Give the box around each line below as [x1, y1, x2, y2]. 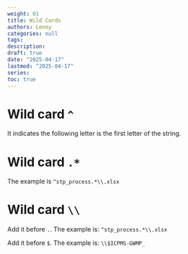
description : [7, 43, 46, 50]
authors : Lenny [7, 23, 52, 30]
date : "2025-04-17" [7, 56, 65, 63]
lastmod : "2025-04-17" [7, 63, 74, 70]
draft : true [7, 50, 42, 57]
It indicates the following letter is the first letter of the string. [7, 129, 182, 138]
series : [7, 69, 30, 76]
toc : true [7, 75, 37, 83]
